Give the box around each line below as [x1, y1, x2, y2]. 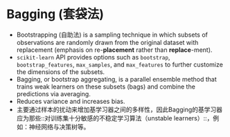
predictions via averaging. [16, 89, 91, 98]
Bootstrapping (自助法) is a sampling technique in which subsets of [16, 30, 209, 39]
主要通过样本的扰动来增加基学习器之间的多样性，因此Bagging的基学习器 [16, 105, 223, 113]
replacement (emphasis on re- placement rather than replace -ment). [16, 46, 213, 54]
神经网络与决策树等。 [28, 122, 90, 131]
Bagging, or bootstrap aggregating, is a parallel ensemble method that [16, 75, 217, 83]
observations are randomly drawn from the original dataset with [16, 38, 199, 46]
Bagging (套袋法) [6, 6, 105, 22]
